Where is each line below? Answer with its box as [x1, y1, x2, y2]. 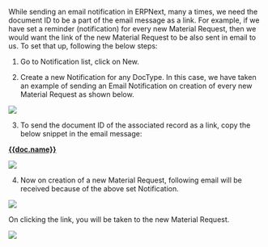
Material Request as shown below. [19, 90, 135, 99]
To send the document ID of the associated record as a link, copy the [19, 120, 251, 130]
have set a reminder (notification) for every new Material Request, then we [8, 24, 257, 33]
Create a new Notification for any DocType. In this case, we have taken [19, 73, 257, 82]
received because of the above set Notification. [19, 184, 180, 193]
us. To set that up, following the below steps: [8, 41, 158, 51]
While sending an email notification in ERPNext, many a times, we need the [8, 7, 258, 16]
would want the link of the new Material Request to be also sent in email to [8, 32, 257, 42]
